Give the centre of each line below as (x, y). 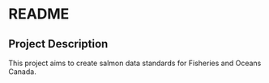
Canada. (22, 72)
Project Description (58, 44)
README (39, 14)
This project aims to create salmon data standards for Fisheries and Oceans (135, 63)
